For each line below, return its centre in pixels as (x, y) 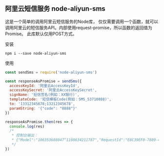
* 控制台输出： (25, 135)
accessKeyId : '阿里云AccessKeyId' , (44, 86)
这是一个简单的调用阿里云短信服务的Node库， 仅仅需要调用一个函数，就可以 (82, 22)
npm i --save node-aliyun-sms (36, 53)
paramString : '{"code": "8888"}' (43, 108)
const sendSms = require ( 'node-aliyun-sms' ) (51, 72)
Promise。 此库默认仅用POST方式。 (41, 34)
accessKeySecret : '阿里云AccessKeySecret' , (53, 90)
